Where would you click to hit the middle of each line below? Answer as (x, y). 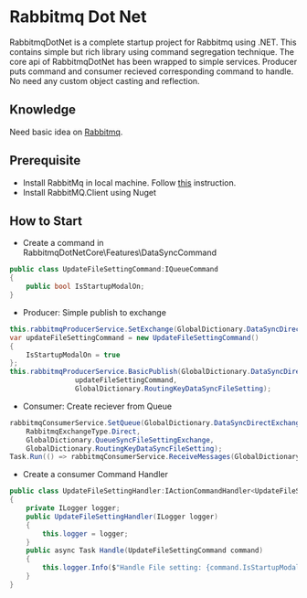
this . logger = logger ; (85, 534)
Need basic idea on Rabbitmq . (66, 132)
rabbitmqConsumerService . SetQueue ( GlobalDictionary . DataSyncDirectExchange (157, 422)
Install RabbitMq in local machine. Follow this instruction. (129, 182)
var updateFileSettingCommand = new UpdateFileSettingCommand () (134, 337)
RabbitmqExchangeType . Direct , (84, 432)
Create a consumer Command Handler (95, 475)
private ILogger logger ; (73, 508)
